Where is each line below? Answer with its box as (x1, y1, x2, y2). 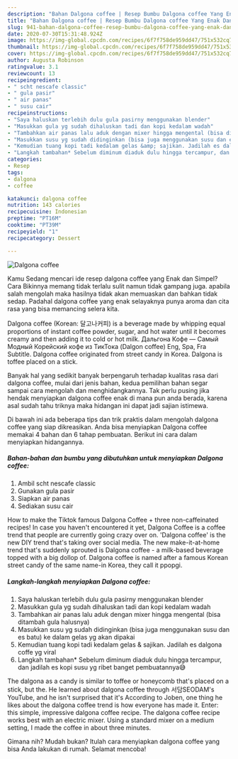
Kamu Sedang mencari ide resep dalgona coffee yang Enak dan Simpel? (7, 274, 218, 283)
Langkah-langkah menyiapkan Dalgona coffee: (7, 577, 151, 586)
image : (7, 37, 27, 44)
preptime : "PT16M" (7, 215, 62, 222)
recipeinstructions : (7, 109, 69, 117)
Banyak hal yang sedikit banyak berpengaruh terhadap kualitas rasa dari (7, 371, 218, 379)
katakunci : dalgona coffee (7, 195, 87, 203)
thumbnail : (7, 43, 40, 50)
